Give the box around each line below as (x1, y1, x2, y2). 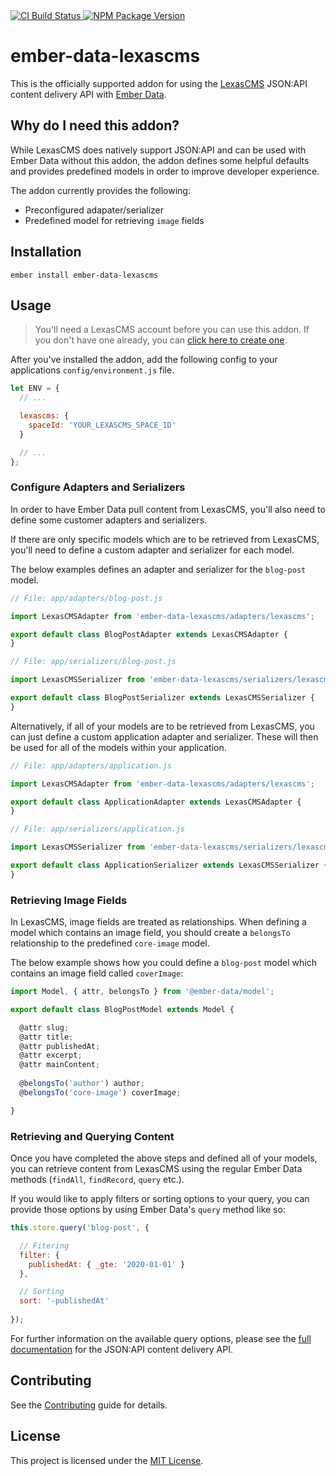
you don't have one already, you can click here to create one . (34, 334, 288, 346)
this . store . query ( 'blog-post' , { (10, 1223, 150, 1233)
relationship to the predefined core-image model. (10, 937, 210, 949)
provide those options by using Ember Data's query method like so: (10, 1204, 286, 1216)
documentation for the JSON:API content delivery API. (10, 1343, 233, 1355)
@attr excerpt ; (19, 1050, 83, 1061)
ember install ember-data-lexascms (10, 270, 159, 280)
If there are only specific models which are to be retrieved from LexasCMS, (10, 533, 320, 545)
